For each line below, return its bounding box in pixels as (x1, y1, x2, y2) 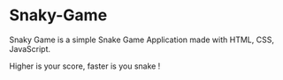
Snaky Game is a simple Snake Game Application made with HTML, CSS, (9, 34, 274, 45)
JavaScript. (9, 43, 51, 54)
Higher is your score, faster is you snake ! (9, 61, 161, 71)
